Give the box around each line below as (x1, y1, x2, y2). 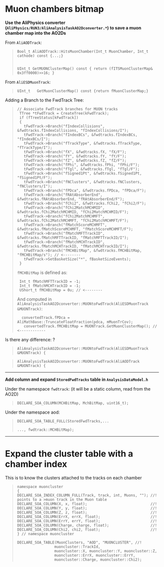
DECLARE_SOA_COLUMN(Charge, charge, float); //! (17, 523, 157, 528)
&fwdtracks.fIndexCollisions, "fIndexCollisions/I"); (17, 128, 129, 133)
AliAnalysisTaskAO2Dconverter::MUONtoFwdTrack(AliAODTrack (17, 359, 140, 364)
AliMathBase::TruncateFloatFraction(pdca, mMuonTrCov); (17, 320, 133, 324)
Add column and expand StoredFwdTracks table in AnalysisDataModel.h (5, 376, 148, 382)
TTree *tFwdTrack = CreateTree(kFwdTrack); (19, 111, 109, 116)
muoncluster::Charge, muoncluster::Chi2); (54, 557, 142, 562)
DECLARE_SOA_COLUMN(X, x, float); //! (17, 501, 157, 506)
